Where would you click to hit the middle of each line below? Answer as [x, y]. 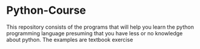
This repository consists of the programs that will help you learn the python [100, 27]
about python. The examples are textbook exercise [70, 39]
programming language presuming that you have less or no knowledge [95, 33]
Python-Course [46, 10]
